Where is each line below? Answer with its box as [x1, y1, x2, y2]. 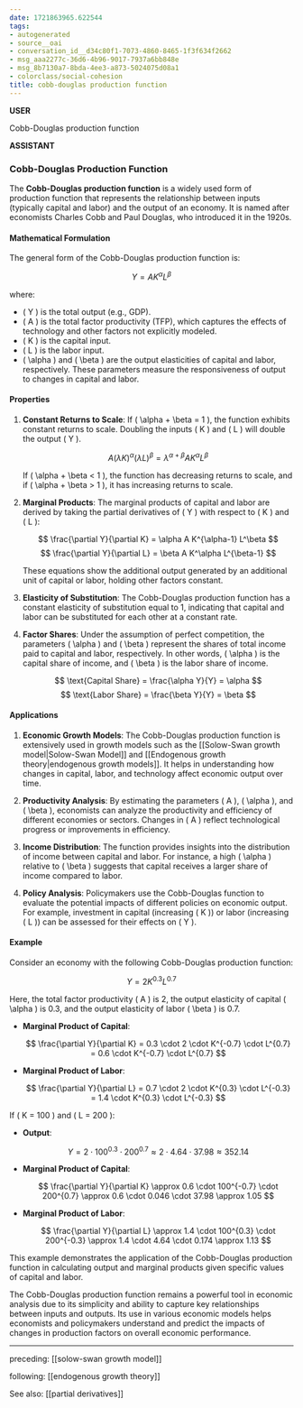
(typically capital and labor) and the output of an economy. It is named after [9, 202, 290, 213]
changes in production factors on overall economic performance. [9, 1328, 252, 1339]
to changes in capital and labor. [22, 373, 140, 384]
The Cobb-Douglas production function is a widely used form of [9, 182, 252, 194]
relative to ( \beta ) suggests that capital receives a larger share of [22, 860, 269, 871]
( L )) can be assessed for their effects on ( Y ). [22, 916, 197, 927]
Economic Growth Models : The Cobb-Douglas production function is [22, 730, 281, 741]
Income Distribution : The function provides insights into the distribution [22, 841, 290, 852]
